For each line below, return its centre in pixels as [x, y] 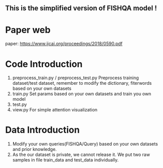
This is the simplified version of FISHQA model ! [81, 8]
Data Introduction [43, 130]
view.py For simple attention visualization [55, 110]
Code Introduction [44, 64]
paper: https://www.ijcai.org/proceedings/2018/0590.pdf [64, 44]
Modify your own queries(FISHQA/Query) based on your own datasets [85, 144]
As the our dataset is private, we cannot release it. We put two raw [81, 154]
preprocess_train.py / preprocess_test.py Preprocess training [75, 78]
